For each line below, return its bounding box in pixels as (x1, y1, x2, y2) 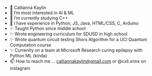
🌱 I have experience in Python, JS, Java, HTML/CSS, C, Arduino (9, 20, 139, 26)
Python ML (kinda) (9, 53, 48, 58)
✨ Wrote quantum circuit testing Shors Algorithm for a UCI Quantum (9, 37, 147, 42)
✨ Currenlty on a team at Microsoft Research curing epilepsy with (9, 47, 143, 53)
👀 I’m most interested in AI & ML (9, 10, 75, 16)
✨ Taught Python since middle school (9, 25, 86, 31)
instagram (9, 65, 30, 71)
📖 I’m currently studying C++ (9, 15, 69, 21)
